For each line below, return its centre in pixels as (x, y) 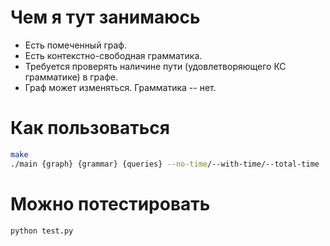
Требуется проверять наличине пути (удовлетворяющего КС (155, 66)
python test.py (42, 231)
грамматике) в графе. (71, 77)
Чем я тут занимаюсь (105, 17)
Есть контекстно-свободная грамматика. (113, 55)
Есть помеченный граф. (75, 45)
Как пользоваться (90, 128)
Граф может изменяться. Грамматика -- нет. (120, 87)
